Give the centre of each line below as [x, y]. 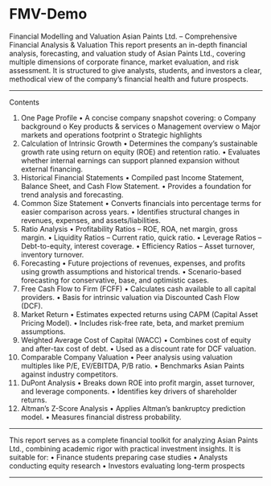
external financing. [52, 169]
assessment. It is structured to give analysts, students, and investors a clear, [135, 70]
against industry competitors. [70, 374]
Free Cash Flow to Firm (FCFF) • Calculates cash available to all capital [138, 288]
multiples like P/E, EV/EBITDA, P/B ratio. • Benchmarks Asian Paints [132, 365]
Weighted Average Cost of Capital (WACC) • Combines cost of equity [136, 340]
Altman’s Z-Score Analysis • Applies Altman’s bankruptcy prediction [133, 408]
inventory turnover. [52, 254]
